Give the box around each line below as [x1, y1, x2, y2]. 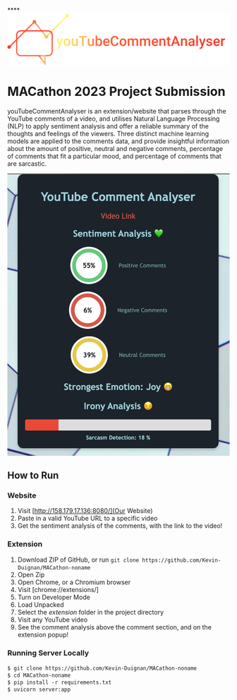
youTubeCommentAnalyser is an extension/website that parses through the [7, 107, 227, 116]
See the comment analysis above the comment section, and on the [17, 622, 212, 631]
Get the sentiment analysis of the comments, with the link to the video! [17, 521, 223, 530]
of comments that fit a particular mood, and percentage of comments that [7, 152, 222, 161]
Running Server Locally [7, 648, 90, 658]
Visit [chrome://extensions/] [17, 585, 99, 593]
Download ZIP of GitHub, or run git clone [17, 555, 140, 564]
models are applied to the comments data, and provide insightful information [7, 137, 230, 145]
